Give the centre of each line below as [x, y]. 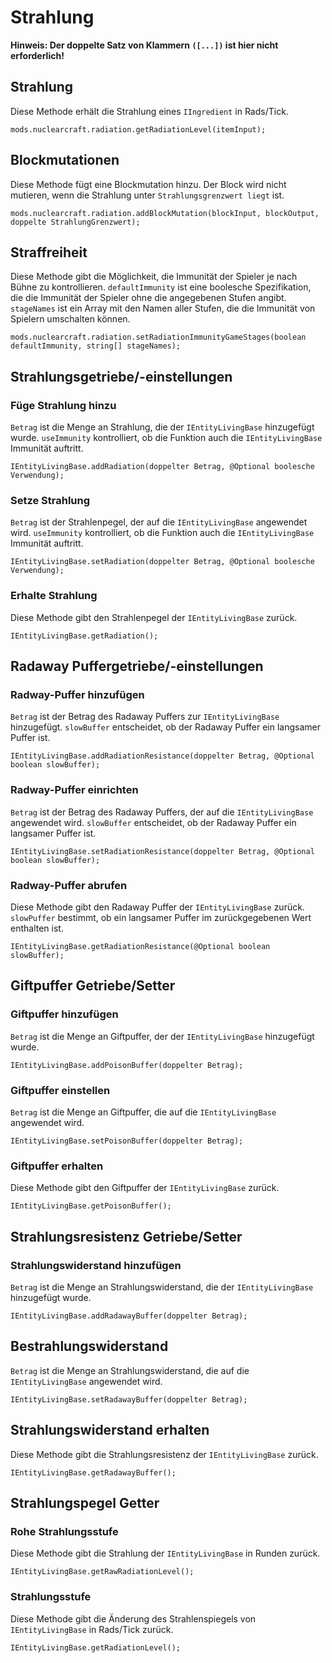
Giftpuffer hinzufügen [64, 1014]
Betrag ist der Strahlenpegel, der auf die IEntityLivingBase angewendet [159, 522]
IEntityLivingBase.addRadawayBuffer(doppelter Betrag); [129, 1316]
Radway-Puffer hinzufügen [77, 694]
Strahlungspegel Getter [85, 1502]
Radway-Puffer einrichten [74, 790]
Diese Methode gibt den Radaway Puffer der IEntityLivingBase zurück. [157, 907]
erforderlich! [37, 55]
